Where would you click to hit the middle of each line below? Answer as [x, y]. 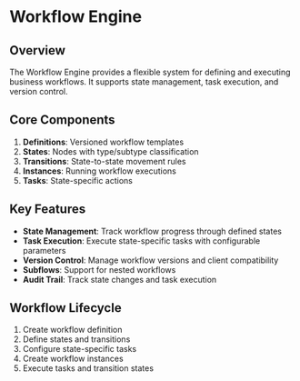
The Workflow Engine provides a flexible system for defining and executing [150, 72]
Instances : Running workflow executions [100, 171]
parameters [44, 250]
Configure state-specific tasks [80, 349]
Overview [38, 50]
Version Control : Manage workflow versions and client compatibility [150, 260]
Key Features [48, 210]
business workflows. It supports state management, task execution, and [144, 82]
